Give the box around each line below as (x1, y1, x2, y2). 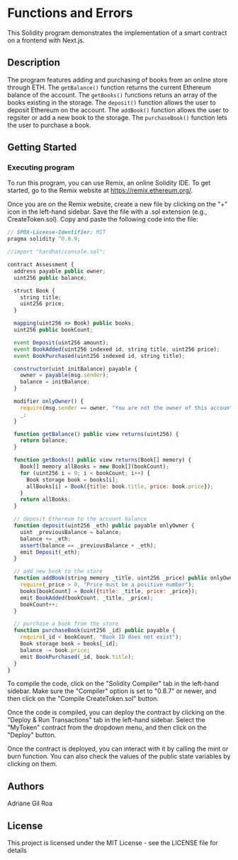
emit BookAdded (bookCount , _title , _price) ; (20, 594, 154, 602)
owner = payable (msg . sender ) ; (20, 371, 110, 379)
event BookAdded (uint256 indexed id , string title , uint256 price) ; (13, 346, 220, 353)
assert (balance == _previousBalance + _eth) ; (20, 542, 157, 549)
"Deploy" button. (7, 731, 57, 739)
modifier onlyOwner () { (13, 398, 84, 405)
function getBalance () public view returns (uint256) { (13, 430, 179, 437)
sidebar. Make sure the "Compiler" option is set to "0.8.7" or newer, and (7, 687, 217, 695)
